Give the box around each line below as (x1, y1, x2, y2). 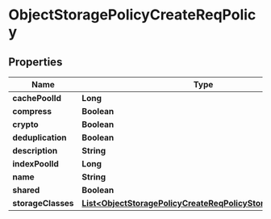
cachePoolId (12, 93, 62, 103)
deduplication (12, 132, 67, 143)
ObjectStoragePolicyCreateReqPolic (8, 6, 256, 24)
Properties (8, 55, 63, 69)
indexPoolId (12, 158, 59, 169)
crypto (12, 119, 39, 130)
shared (12, 184, 40, 196)
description (12, 145, 58, 156)
